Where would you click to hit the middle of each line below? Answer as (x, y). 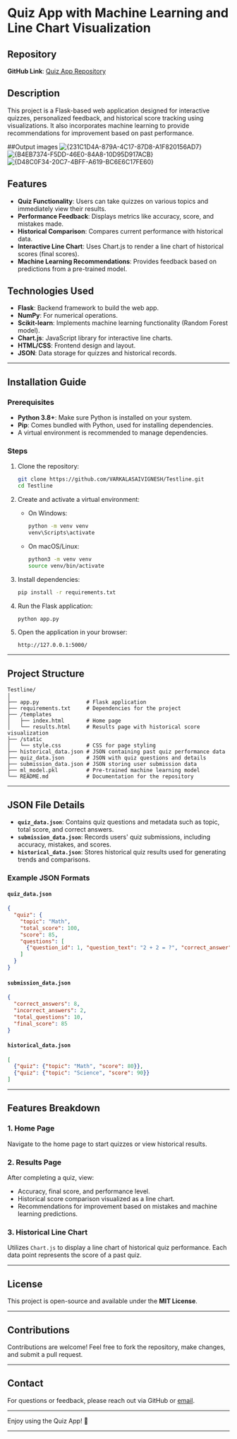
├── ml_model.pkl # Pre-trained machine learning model (104, 770)
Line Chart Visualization (79, 28)
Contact (25, 1383)
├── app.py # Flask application (77, 702)
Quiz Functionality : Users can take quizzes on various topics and (113, 201)
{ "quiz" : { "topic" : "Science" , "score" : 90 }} (82, 1073)
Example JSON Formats (49, 878)
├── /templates (30, 715)
